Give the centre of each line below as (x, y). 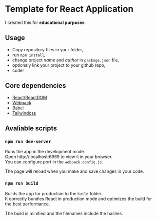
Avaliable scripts (31, 128)
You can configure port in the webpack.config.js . (54, 162)
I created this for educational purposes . (46, 22)
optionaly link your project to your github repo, (59, 65)
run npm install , (29, 55)
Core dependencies (36, 86)
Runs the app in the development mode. (45, 152)
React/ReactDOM (29, 97)
